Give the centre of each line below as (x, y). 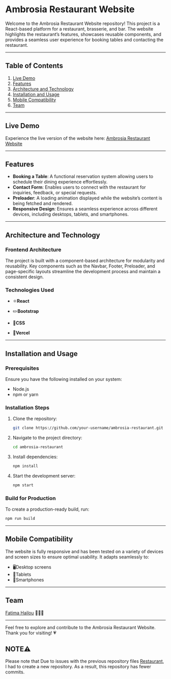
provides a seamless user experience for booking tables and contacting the (84, 40)
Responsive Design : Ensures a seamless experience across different (85, 209)
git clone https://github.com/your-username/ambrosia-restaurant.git (88, 428)
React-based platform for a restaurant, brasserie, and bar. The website (79, 28)
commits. (15, 672)
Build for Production (31, 498)
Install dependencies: (35, 457)
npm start (23, 485)
